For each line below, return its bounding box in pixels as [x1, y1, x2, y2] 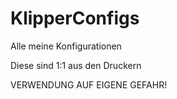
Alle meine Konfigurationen [10, 40, 122, 52]
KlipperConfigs [10, 7, 140, 30]
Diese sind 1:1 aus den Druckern [10, 59, 142, 71]
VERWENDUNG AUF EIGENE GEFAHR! [10, 78, 168, 91]
